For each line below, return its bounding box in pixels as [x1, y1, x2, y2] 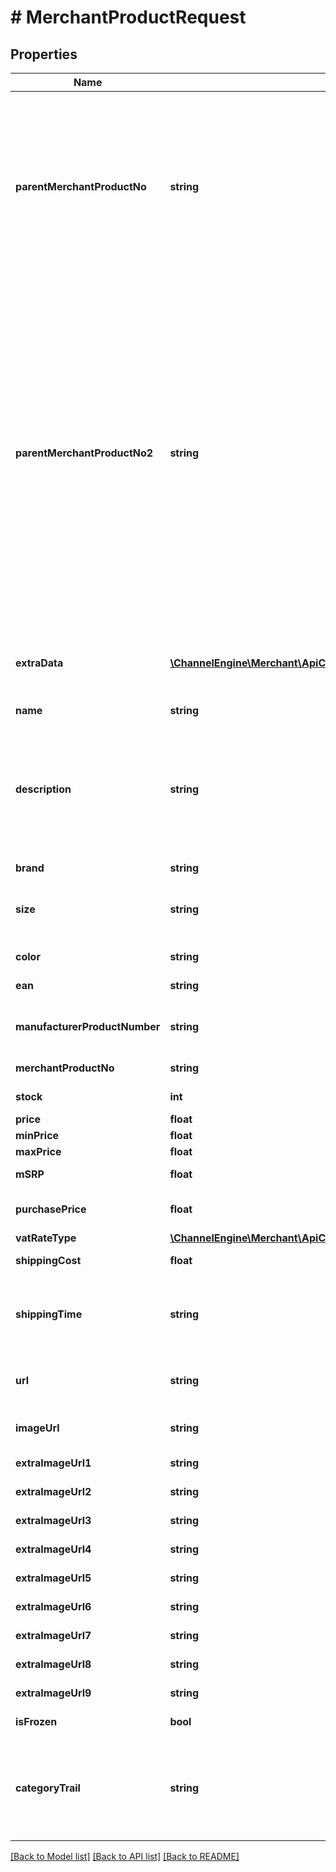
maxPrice [15, 1145, 62, 1158]
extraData [15, 656, 64, 670]
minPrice [15, 1129, 60, 1142]
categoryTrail [15, 1781, 81, 1795]
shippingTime [15, 1307, 83, 1321]
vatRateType [15, 1231, 77, 1245]
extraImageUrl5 [15, 1571, 92, 1585]
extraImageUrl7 [15, 1629, 92, 1642]
